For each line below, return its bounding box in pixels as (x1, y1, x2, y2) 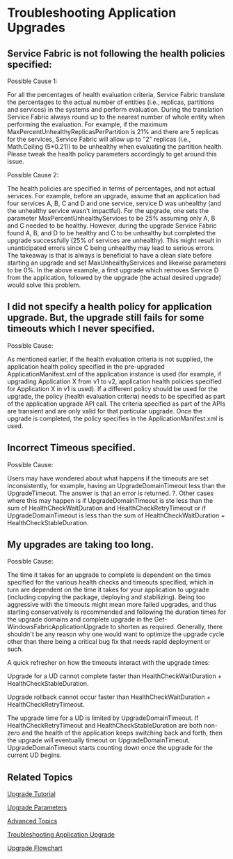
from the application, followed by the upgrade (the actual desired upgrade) (7, 274, 221, 281)
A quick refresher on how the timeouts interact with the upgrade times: (7, 659, 210, 667)
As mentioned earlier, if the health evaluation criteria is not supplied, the (7, 355, 214, 363)
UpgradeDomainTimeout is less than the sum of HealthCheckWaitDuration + (7, 511, 225, 520)
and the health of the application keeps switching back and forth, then (22, 728, 223, 737)
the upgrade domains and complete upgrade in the (7, 615, 153, 624)
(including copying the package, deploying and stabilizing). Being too (7, 593, 206, 601)
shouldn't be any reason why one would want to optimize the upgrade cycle (7, 630, 225, 638)
